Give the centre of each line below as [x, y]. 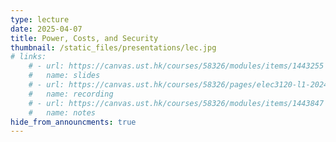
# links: [28, 57]
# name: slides [64, 76]
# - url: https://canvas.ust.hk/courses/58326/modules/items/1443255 [176, 66]
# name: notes [62, 112]
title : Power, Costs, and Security [84, 38]
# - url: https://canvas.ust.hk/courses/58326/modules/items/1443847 [176, 103]
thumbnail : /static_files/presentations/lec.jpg [113, 47]
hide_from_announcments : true [73, 122]
